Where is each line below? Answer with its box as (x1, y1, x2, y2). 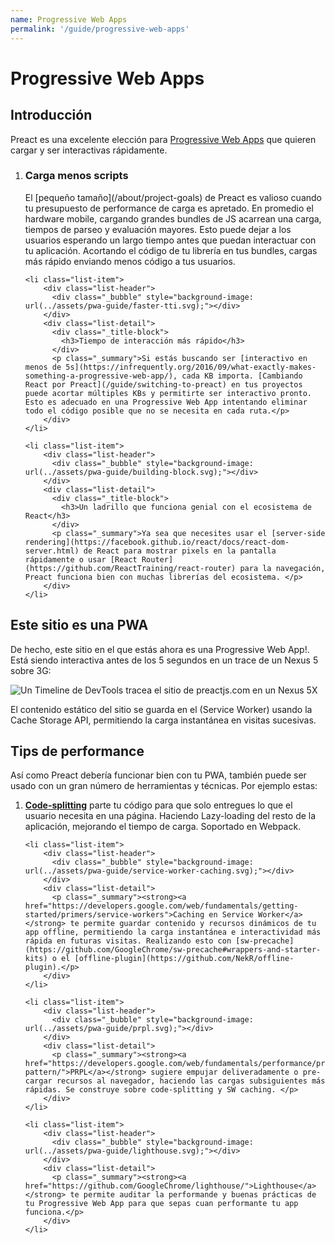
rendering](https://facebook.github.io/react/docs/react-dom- (24, 537, 290, 547)
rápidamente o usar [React (24, 554, 138, 565)
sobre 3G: (10, 664, 52, 676)
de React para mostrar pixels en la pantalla (83, 546, 277, 556)
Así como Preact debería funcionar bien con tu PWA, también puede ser (10, 769, 307, 781)
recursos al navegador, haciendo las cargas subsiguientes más (56, 1076, 326, 1086)
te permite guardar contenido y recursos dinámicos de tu (69, 919, 317, 929)
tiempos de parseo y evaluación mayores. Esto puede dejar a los (24, 223, 292, 235)
